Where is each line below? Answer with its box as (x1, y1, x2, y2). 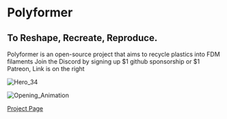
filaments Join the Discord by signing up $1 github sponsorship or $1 (7, 57, 200, 66)
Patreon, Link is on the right (7, 65, 85, 72)
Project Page (7, 105, 43, 112)
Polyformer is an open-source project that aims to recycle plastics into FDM (7, 50, 220, 58)
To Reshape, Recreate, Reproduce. (7, 32, 158, 44)
